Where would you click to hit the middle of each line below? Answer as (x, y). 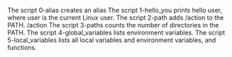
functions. (22, 47)
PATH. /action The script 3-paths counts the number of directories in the (113, 25)
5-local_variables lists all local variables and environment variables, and (112, 40)
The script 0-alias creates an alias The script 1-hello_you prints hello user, (115, 10)
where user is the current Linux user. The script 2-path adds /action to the (116, 18)
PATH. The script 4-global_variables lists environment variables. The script (116, 32)
